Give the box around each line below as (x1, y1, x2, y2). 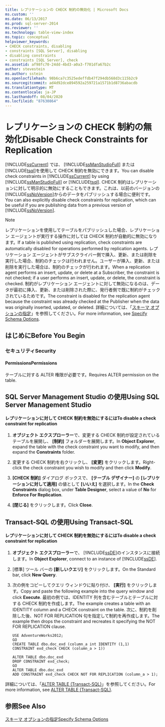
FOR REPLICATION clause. (12, 624, 66, 629)
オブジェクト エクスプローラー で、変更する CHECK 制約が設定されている (12, 432, 160, 438)
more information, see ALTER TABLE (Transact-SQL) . (5, 687, 112, 693)
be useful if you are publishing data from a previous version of (5, 202, 132, 208)
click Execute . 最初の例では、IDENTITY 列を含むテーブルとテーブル (12, 594, 149, 600)
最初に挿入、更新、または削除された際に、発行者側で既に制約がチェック (13, 287, 161, 293)
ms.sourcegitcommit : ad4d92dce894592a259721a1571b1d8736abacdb (5, 80, 138, 85)
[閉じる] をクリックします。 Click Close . (12, 502, 93, 508)
